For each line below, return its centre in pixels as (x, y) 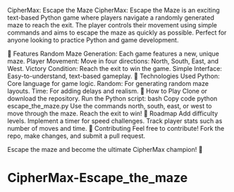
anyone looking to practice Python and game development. (93, 40)
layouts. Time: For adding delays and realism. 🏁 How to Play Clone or (107, 91)
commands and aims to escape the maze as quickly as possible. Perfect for (117, 32)
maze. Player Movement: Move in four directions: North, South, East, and (113, 61)
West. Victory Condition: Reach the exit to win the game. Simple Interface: (115, 69)
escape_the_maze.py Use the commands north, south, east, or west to (110, 106)
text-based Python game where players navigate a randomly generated (111, 18)
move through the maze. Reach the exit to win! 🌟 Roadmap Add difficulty (113, 113)
